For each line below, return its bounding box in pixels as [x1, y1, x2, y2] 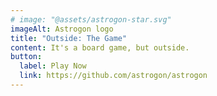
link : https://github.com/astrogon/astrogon [19, 71, 208, 81]
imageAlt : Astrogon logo [10, 24, 114, 34]
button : [10, 52, 43, 62]
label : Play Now [19, 61, 87, 71]
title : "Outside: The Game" [10, 33, 128, 43]
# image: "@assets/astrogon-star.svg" [10, 14, 172, 25]
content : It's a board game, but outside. [10, 42, 190, 53]
